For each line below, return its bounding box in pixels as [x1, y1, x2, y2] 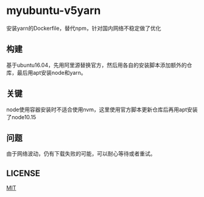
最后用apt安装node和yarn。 [16, 69, 86, 76]
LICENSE [6, 168, 41, 178]
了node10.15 [6, 113, 37, 120]
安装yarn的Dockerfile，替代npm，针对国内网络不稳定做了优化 [6, 24, 161, 32]
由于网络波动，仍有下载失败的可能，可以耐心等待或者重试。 [6, 150, 156, 157]
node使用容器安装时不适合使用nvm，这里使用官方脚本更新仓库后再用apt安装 [6, 106, 198, 113]
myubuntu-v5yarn [6, 4, 101, 18]
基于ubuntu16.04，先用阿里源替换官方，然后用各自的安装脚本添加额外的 [6, 61, 187, 69]
